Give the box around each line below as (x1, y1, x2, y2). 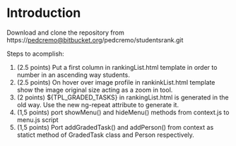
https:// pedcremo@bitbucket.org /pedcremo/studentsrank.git (6, 35, 184, 44)
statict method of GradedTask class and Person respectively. (16, 130, 195, 139)
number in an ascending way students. (16, 71, 130, 79)
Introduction (6, 5, 81, 21)
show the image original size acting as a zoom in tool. (16, 85, 173, 94)
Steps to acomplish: (6, 49, 64, 58)
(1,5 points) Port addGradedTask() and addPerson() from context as (16, 123, 214, 131)
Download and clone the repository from (6, 28, 124, 37)
